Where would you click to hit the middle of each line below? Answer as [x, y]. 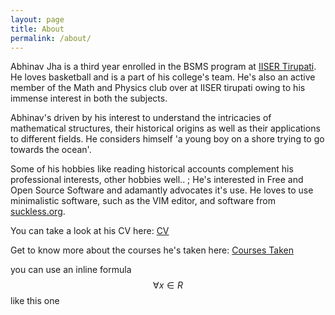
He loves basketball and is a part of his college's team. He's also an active [163, 77]
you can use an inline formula [71, 270]
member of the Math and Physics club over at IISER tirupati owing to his [158, 88]
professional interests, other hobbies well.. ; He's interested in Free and [157, 180]
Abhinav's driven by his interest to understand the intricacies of [141, 118]
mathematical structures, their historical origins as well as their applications [165, 128]
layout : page [37, 19]
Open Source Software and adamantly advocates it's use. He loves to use [162, 190]
